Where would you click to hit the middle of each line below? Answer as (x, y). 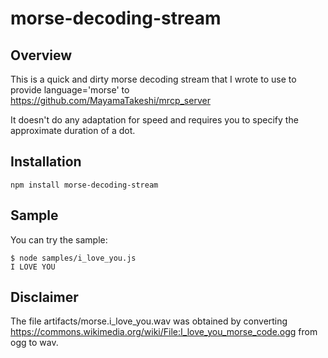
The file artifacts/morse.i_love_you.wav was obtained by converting (149, 321)
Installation (46, 162)
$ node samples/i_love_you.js (73, 258)
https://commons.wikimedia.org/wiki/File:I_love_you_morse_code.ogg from (164, 332)
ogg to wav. (34, 343)
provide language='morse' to (70, 90)
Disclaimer (44, 297)
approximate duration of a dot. (73, 130)
